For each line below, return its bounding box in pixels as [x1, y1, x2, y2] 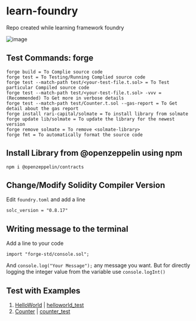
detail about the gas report [6, 105, 79, 111]
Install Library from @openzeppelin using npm [6, 148, 183, 158]
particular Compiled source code [6, 84, 90, 90]
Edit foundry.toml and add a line [6, 196, 85, 203]
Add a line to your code [6, 240, 64, 247]
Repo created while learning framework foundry [6, 24, 124, 31]
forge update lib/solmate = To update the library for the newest [6, 116, 175, 122]
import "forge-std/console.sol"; [6, 252, 90, 258]
